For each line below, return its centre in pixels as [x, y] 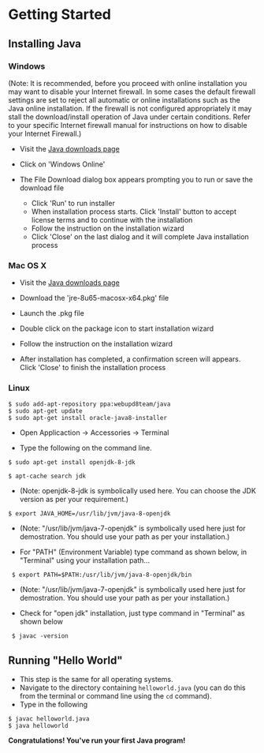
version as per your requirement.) [74, 500]
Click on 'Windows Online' [62, 164]
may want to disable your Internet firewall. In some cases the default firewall [132, 92]
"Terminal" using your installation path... [85, 560]
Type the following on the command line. [86, 448]
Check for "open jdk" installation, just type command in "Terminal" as [132, 613]
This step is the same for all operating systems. [96, 680]
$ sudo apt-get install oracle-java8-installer [88, 418]
